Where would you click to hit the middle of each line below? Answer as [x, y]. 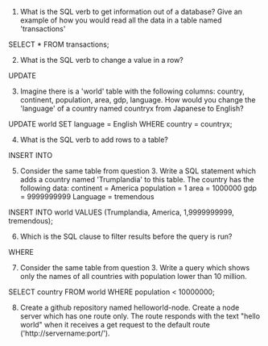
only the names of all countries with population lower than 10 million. [133, 276]
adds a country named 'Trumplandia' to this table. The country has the [137, 179]
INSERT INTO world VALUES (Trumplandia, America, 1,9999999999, [122, 212]
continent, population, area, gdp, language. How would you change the [138, 100]
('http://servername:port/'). [65, 333]
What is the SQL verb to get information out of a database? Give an [131, 12]
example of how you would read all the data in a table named [121, 20]
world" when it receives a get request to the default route [115, 325]
